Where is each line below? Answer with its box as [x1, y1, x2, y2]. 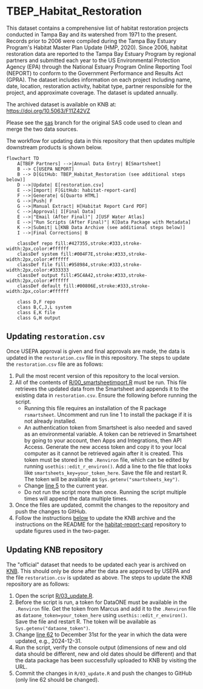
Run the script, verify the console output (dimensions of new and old [15, 643, 187, 651]
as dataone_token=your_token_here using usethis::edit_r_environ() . [15, 611, 188, 619]
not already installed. [24, 417, 77, 425]
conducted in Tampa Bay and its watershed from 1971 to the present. [6, 30, 178, 38]
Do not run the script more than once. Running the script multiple [24, 488, 187, 496]
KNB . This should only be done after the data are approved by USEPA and [6, 567, 191, 575]
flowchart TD [6, 155, 39, 162]
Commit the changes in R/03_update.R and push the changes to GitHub [15, 670, 192, 677]
